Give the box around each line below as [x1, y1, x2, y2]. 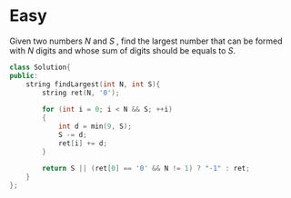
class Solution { [9, 63, 71, 72]
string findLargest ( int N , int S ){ [25, 79, 161, 89]
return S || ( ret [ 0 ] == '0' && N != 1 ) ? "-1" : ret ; [42, 164, 250, 173]
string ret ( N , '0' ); [42, 88, 120, 97]
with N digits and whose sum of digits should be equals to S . [9, 45, 236, 55]
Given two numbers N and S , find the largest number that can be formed [9, 35, 284, 46]
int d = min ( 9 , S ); [57, 122, 132, 132]
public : [9, 71, 39, 80]
